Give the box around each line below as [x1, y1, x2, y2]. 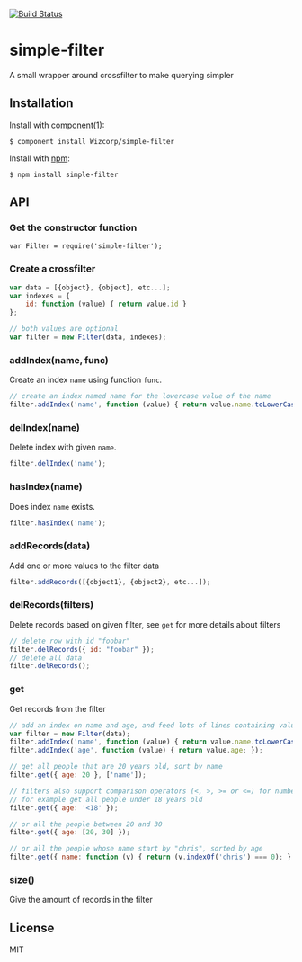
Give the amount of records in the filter [9, 895, 153, 905]
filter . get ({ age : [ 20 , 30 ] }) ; [9, 828, 130, 837]
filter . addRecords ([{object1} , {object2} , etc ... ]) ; [9, 577, 211, 586]
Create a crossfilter [9, 263, 96, 275]
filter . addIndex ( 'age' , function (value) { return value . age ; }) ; [9, 746, 263, 755]
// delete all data [9, 653, 83, 663]
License [9, 920, 55, 935]
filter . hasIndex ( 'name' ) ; [9, 518, 106, 528]
